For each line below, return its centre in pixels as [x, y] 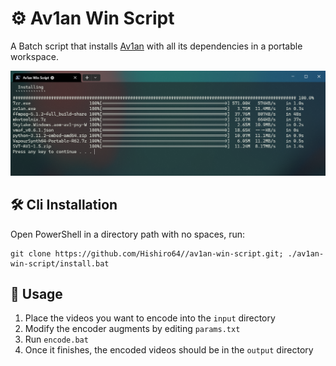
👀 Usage [36, 293]
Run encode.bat [56, 339]
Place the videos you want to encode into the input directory [150, 318]
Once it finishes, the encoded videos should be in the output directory [169, 350]
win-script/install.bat [60, 263]
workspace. [34, 56]
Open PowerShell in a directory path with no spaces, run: [128, 234]
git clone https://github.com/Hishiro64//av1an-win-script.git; [147, 253]
